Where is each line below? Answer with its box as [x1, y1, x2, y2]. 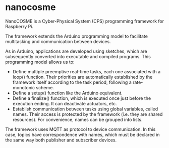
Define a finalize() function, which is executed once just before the [12, 95, 151, 101]
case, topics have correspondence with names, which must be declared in [5, 131, 160, 137]
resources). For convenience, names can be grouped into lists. [12, 116, 143, 122]
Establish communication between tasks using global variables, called [12, 106, 158, 112]
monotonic [12, 84, 35, 90]
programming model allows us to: [5, 59, 75, 65]
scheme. [36, 84, 54, 90]
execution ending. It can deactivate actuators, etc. [12, 100, 117, 106]
